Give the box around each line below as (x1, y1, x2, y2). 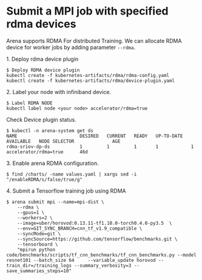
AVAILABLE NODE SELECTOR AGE (6, 138, 121, 144)
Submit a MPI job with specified (6, 4, 169, 18)
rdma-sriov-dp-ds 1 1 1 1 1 (6, 144, 194, 150)
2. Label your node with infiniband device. (6, 88, 111, 95)
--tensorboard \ (17, 241, 59, 247)
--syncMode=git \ (17, 230, 61, 237)
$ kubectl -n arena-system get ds (6, 127, 94, 134)
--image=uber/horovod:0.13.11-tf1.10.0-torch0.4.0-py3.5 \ (17, 220, 172, 226)
